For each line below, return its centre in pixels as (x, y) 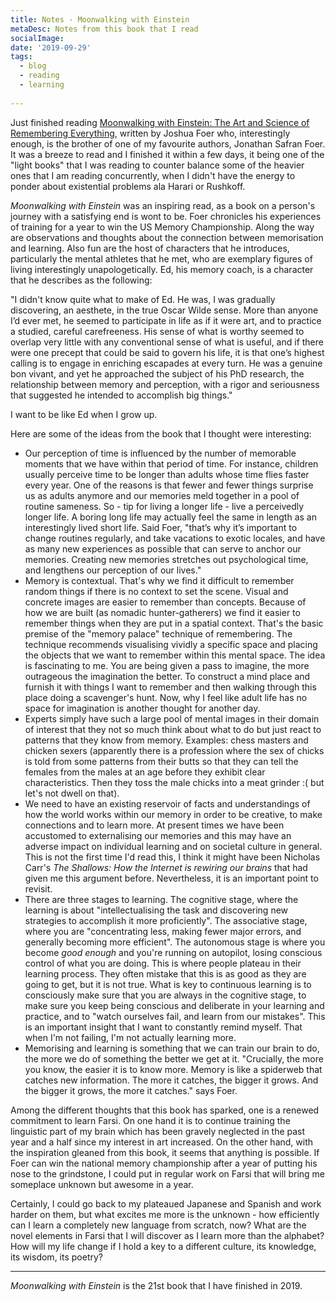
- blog (33, 66)
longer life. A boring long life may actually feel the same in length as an (170, 517)
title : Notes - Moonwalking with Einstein (100, 19)
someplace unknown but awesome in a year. (102, 1184)
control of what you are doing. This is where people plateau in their (163, 963)
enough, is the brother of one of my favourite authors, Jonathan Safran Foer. (168, 143)
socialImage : (37, 38)
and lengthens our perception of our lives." (113, 570)
